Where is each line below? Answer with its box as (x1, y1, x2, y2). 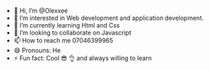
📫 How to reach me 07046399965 (13, 37, 114, 44)
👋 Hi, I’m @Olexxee (13, 7, 68, 14)
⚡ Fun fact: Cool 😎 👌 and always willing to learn (13, 54, 152, 62)
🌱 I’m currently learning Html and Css (13, 21, 120, 29)
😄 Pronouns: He (13, 46, 61, 55)
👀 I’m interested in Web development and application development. (13, 14, 204, 22)
